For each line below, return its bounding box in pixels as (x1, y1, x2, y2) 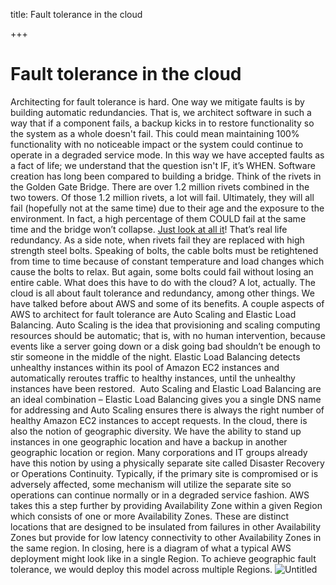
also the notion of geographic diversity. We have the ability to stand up (10, 425, 302, 437)
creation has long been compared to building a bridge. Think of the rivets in (10, 170, 322, 182)
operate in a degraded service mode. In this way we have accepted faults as (10, 149, 325, 161)
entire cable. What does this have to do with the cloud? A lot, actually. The (10, 276, 316, 288)
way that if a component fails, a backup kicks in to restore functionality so (10, 117, 315, 129)
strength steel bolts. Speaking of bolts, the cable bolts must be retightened (10, 244, 319, 256)
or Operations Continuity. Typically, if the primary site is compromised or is (10, 467, 319, 479)
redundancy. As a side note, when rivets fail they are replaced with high (10, 234, 305, 246)
